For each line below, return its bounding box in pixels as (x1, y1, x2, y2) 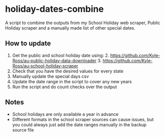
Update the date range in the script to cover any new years (12, 78, 132, 84)
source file (12, 127, 34, 133)
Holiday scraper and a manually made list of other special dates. (5, 25, 135, 31)
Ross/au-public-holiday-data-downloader (12, 58, 97, 64)
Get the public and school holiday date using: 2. (12, 52, 109, 58)
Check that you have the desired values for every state (12, 68, 124, 74)
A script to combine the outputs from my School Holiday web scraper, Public (5, 20, 161, 26)
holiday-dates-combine (5, 3, 104, 15)
